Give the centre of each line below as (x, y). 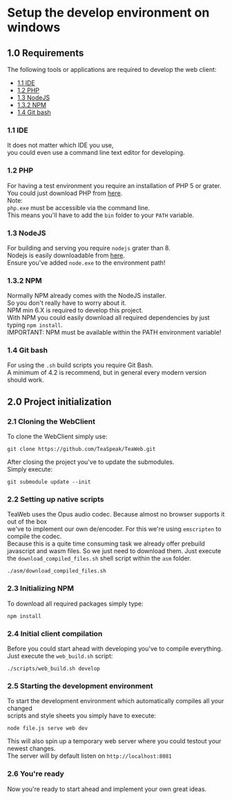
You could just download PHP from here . (65, 193)
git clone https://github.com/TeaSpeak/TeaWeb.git (81, 449)
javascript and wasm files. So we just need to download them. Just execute (114, 551)
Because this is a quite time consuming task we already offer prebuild (106, 543)
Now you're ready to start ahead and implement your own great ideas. (107, 789)
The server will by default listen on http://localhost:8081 (89, 756)
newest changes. (32, 749)
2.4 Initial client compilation (55, 633)
